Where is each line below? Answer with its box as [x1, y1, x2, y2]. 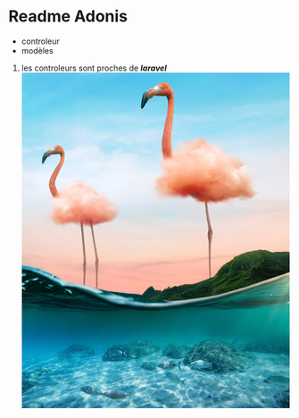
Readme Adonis [8, 6, 129, 27]
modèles [21, 45, 54, 55]
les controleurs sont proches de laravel [21, 63, 167, 73]
